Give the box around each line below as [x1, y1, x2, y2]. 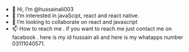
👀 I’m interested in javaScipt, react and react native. [11, 12, 139, 19]
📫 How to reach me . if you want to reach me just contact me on [11, 25, 172, 32]
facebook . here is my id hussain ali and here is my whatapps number [11, 33, 184, 41]
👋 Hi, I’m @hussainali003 [11, 6, 74, 13]
